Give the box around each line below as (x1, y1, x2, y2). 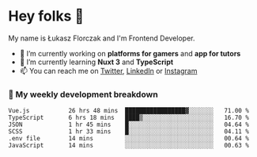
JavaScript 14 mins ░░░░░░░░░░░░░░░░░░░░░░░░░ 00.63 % (8, 142, 249, 150)
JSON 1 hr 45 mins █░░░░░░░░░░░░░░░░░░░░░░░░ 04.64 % (8, 121, 249, 129)
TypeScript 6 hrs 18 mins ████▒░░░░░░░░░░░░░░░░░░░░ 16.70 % (8, 114, 249, 122)
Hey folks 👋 (8, 7, 85, 25)
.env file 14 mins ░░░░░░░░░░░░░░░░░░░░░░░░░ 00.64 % (8, 135, 249, 143)
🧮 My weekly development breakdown (8, 89, 158, 100)
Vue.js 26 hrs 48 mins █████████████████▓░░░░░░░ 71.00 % (8, 107, 249, 115)
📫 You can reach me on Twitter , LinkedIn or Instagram (19, 66, 198, 75)
